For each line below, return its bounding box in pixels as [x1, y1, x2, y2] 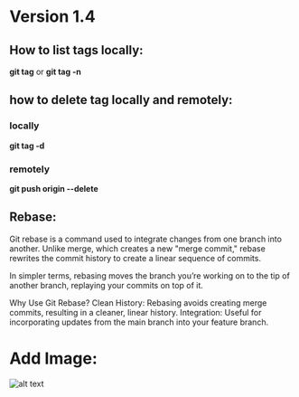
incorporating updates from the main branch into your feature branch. [9, 317, 269, 327]
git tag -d [9, 140, 45, 151]
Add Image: [9, 348, 98, 368]
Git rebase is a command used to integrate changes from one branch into [9, 233, 283, 244]
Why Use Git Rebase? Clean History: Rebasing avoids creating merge [9, 297, 267, 308]
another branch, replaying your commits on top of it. [9, 279, 203, 290]
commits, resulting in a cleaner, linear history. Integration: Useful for [9, 307, 262, 317]
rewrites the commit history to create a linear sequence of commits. [9, 252, 262, 263]
